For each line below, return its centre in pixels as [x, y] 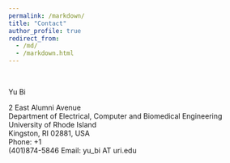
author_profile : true [45, 31]
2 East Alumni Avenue [45, 107]
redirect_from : [34, 38]
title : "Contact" [38, 23]
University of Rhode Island [53, 125]
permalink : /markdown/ [47, 16]
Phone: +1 [25, 142]
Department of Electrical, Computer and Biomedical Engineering [115, 116]
